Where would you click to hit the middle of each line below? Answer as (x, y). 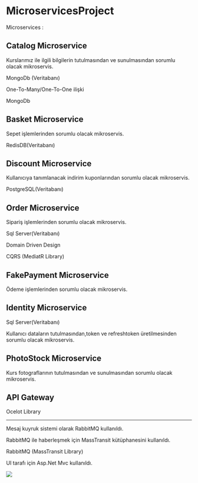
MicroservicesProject (60, 11)
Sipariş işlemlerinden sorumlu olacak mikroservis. (66, 222)
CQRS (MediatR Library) (35, 257)
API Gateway (30, 398)
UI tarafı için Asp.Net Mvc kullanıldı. (49, 463)
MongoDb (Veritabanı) (33, 77)
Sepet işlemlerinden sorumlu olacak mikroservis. (65, 134)
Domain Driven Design (33, 245)
